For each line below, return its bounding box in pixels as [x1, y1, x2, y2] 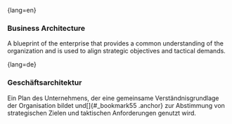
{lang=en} [7, 6, 37, 14]
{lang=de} [7, 60, 37, 69]
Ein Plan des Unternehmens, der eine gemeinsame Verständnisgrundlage [7, 94, 219, 102]
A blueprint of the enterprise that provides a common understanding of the [7, 39, 224, 48]
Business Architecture [7, 23, 86, 33]
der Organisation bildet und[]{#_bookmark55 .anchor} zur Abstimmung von [7, 101, 225, 109]
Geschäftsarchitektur [7, 78, 82, 88]
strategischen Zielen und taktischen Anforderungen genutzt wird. [7, 109, 197, 117]
